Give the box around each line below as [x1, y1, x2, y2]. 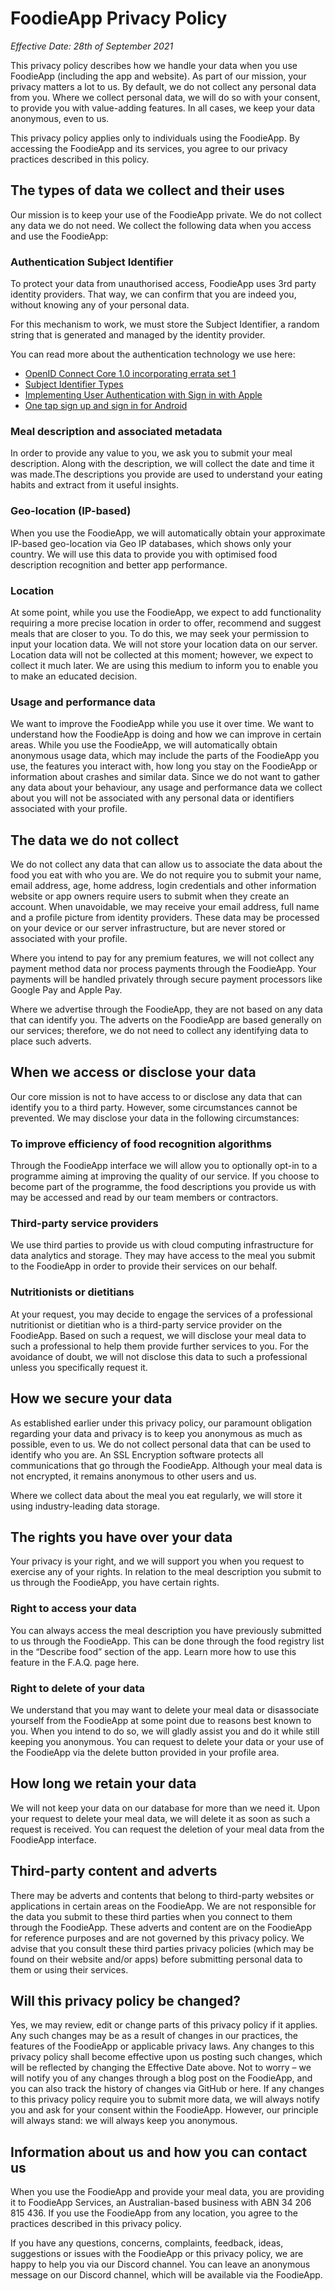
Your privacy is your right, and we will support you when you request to [10, 1555, 305, 1567]
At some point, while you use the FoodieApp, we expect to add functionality [10, 606, 322, 618]
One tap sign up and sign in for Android [24, 400, 188, 412]
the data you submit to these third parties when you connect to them [10, 1910, 293, 1922]
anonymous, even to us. [10, 112, 110, 124]
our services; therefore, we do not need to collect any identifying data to [10, 1025, 309, 1037]
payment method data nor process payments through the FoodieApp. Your [10, 963, 317, 975]
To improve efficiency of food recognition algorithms [10, 1137, 272, 1151]
